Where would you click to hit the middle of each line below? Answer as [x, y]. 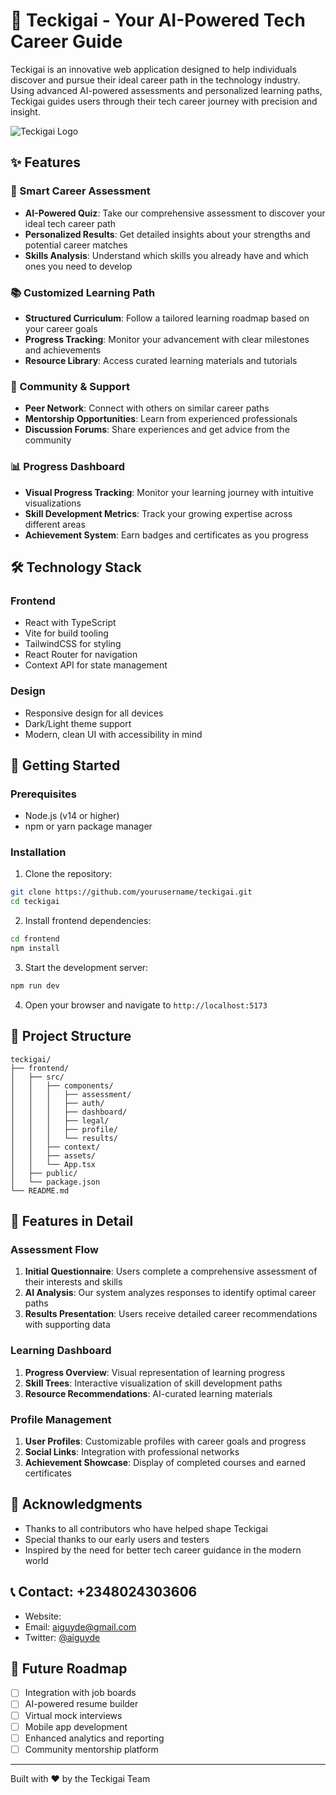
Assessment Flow [54, 1249]
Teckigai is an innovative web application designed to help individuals [153, 69]
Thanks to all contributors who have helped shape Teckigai [146, 1528]
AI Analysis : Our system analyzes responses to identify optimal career [170, 1293]
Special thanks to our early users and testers [117, 1539]
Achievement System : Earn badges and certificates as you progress [166, 535]
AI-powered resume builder [81, 1704]
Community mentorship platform [91, 1749]
